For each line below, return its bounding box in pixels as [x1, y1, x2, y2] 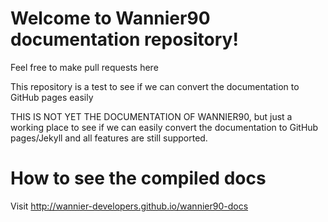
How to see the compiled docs [10, 167, 267, 190]
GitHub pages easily [10, 91, 94, 103]
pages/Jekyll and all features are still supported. [10, 132, 208, 144]
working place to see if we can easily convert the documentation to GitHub [10, 121, 319, 133]
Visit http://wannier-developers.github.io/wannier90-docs [10, 200, 249, 212]
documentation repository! [10, 28, 239, 51]
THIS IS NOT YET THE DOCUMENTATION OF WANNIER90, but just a [10, 110, 293, 122]
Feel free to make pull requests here [10, 61, 159, 73]
